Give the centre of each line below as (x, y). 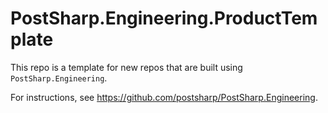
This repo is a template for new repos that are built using (126, 67)
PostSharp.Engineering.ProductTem (164, 18)
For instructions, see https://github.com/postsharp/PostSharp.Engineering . (164, 97)
